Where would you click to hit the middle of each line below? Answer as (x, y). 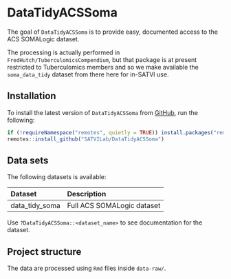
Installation (32, 96)
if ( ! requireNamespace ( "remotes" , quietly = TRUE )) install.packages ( (110, 132)
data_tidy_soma (35, 206)
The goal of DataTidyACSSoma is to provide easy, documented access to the (113, 32)
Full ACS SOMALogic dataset (114, 206)
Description (87, 194)
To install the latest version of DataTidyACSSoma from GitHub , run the (102, 112)
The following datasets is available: (57, 177)
